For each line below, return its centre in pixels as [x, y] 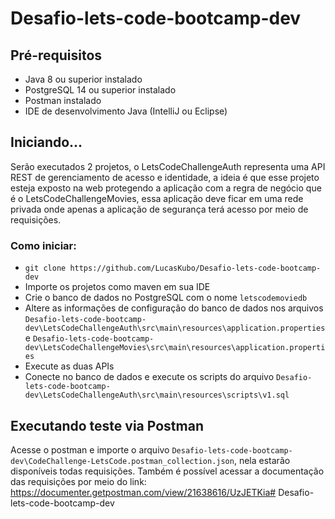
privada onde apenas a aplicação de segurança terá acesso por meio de [159, 209]
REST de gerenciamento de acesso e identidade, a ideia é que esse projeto [165, 177]
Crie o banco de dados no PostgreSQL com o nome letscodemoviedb [166, 298]
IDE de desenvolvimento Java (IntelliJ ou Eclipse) [126, 111]
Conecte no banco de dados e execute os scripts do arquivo [149, 377]
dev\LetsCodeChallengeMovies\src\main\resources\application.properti [175, 348]
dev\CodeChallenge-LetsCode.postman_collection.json [122, 461]
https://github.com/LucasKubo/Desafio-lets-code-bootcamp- [195, 268]
